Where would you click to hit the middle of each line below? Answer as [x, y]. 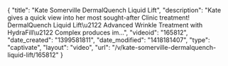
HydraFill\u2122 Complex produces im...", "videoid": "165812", [98, 32]
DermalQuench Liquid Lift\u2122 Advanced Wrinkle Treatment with [105, 25]
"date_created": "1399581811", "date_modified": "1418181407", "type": [109, 40]
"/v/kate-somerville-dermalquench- [164, 47]
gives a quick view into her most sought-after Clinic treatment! [99, 18]
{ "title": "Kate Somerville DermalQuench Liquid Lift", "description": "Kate [114, 10]
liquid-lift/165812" [33, 55]
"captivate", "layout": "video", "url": [59, 47]
